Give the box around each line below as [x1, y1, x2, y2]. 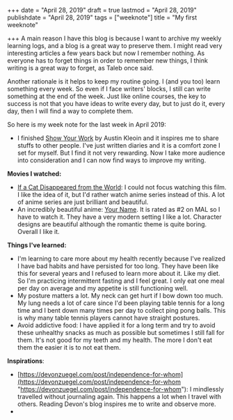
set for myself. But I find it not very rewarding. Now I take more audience [17, 149, 225, 157]
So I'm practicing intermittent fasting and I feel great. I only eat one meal [17, 277, 225, 285]
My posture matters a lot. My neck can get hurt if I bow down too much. [17, 292, 224, 300]
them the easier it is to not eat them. [17, 343, 121, 351]
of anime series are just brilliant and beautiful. [17, 198, 149, 206]
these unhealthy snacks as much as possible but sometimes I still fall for [17, 329, 225, 336]
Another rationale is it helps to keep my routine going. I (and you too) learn [7, 77, 220, 86]
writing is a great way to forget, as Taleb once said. [7, 64, 154, 72]
